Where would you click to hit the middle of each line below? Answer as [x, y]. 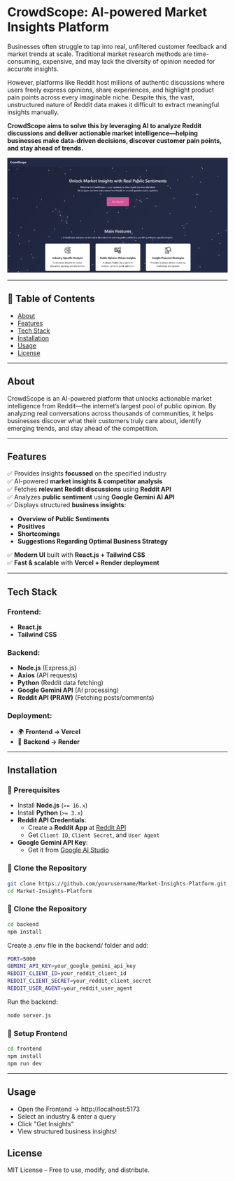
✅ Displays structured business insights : [67, 505]
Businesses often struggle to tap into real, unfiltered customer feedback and [117, 46]
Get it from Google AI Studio [69, 850]
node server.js [29, 1015]
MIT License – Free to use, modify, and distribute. [79, 1170]
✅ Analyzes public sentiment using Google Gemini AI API [91, 497]
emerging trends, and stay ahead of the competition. [83, 428]
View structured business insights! [67, 1131]
